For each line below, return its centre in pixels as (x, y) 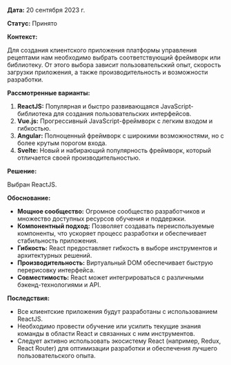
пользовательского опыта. (56, 356)
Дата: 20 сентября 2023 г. (46, 10)
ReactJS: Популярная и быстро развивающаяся (88, 106)
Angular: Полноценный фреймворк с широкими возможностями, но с (120, 135)
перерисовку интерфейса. (56, 270)
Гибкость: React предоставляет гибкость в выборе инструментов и (117, 248)
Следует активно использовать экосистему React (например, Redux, (119, 341)
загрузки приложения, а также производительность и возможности (108, 72)
